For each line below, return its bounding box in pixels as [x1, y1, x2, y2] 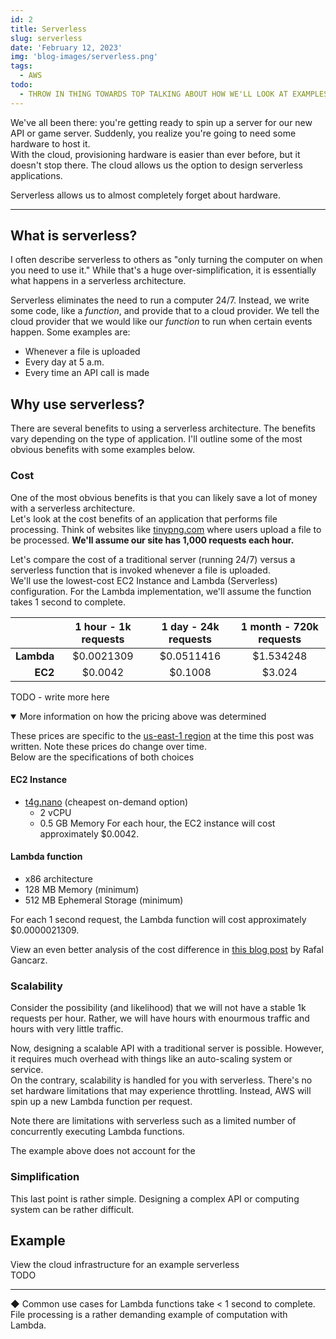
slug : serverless [10, 33, 83, 43]
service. [10, 1064, 44, 1076]
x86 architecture [24, 872, 93, 885]
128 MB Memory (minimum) [24, 883, 140, 895]
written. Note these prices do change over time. [10, 740, 208, 752]
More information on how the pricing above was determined [19, 710, 267, 722]
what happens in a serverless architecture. [10, 275, 187, 287]
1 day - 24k [161, 619, 220, 633]
